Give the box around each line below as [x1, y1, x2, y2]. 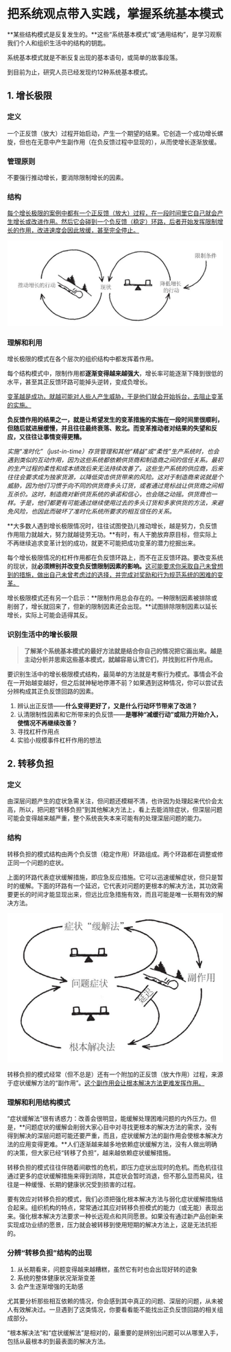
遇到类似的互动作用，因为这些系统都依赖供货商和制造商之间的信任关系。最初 [7, 456, 223, 464]
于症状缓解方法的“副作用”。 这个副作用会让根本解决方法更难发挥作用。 [7, 1079, 205, 1087]
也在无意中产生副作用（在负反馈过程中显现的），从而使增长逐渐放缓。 [25, 138, 221, 146]
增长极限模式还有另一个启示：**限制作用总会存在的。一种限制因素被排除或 [7, 594, 218, 602]
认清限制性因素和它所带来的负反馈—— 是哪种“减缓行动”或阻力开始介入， [16, 710, 222, 719]
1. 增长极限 [7, 90, 53, 101]
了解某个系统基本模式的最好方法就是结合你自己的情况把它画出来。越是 [23, 647, 223, 655]
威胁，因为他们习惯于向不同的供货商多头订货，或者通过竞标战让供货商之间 [7, 481, 217, 490]
